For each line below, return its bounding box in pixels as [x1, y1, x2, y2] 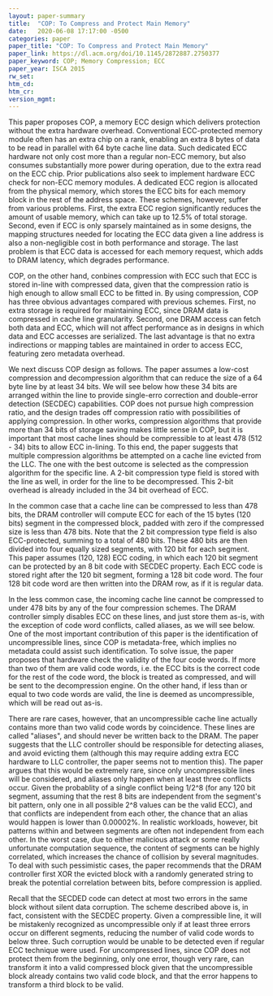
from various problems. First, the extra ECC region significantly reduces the [8, 204, 262, 214]
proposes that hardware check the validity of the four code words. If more [8, 655, 256, 665]
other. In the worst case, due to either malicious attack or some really [8, 834, 240, 845]
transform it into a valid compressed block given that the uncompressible [8, 963, 253, 972]
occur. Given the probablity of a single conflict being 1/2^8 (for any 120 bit [8, 783, 256, 793]
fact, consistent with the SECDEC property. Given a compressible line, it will [8, 911, 262, 920]
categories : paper [8, 34, 71, 43]
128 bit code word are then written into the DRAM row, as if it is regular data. [8, 578, 264, 589]
